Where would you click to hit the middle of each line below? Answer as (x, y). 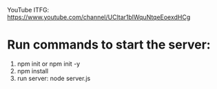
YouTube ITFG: (28, 10)
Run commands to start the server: (109, 45)
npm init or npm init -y (49, 64)
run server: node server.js (54, 78)
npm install (33, 71)
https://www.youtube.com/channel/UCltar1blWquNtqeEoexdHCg (99, 17)
